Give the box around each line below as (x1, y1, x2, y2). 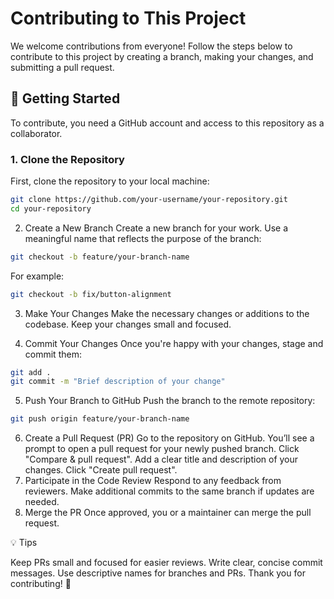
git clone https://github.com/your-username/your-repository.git (10, 195, 288, 205)
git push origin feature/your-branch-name (10, 414, 190, 424)
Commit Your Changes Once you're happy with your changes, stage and (24, 337, 324, 349)
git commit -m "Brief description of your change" (10, 377, 226, 387)
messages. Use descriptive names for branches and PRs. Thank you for (10, 567, 306, 579)
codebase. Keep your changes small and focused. (24, 318, 232, 330)
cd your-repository (10, 203, 92, 214)
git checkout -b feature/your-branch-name (10, 252, 190, 262)
